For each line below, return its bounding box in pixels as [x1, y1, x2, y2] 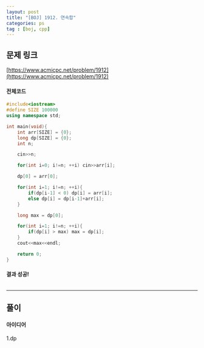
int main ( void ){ [6, 123, 47, 129]
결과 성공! [6, 271, 29, 278]
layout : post [6, 9, 39, 15]
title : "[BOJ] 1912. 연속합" [6, 15, 76, 21]
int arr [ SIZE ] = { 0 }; [17, 129, 72, 135]
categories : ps [6, 20, 45, 26]
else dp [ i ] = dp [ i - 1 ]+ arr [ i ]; [28, 196, 104, 202]
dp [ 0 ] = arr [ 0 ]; [17, 174, 59, 180]
